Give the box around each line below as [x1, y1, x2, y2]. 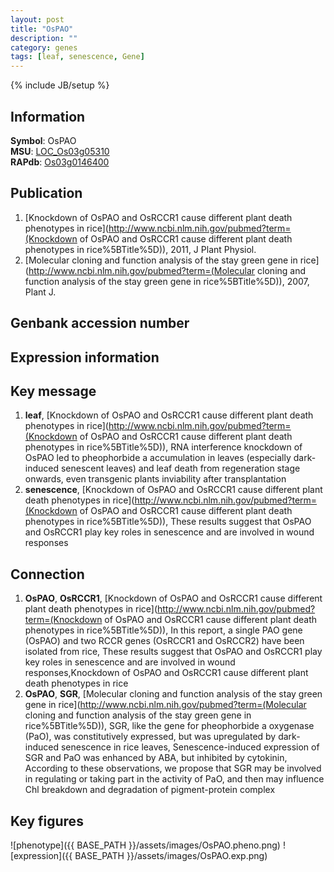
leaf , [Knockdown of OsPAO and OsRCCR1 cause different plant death [24, 409, 314, 421]
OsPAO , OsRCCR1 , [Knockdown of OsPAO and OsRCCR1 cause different [24, 592, 323, 605]
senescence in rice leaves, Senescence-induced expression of [60, 741, 320, 753]
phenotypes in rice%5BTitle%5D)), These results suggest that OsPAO [24, 516, 312, 528]
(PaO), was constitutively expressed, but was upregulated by [24, 731, 277, 743]
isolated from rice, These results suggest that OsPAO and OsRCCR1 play [24, 646, 323, 658]
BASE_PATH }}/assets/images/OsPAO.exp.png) [74, 849, 268, 861]
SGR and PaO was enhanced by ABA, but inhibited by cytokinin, [24, 752, 288, 764]
